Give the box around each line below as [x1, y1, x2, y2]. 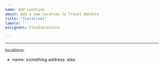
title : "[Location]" [5, 16, 47, 21]
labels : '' [5, 20, 27, 26]
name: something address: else [12, 57, 76, 63]
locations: [5, 47, 25, 53]
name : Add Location [5, 7, 45, 12]
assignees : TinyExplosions [5, 25, 60, 30]
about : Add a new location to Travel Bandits [5, 12, 99, 17]
